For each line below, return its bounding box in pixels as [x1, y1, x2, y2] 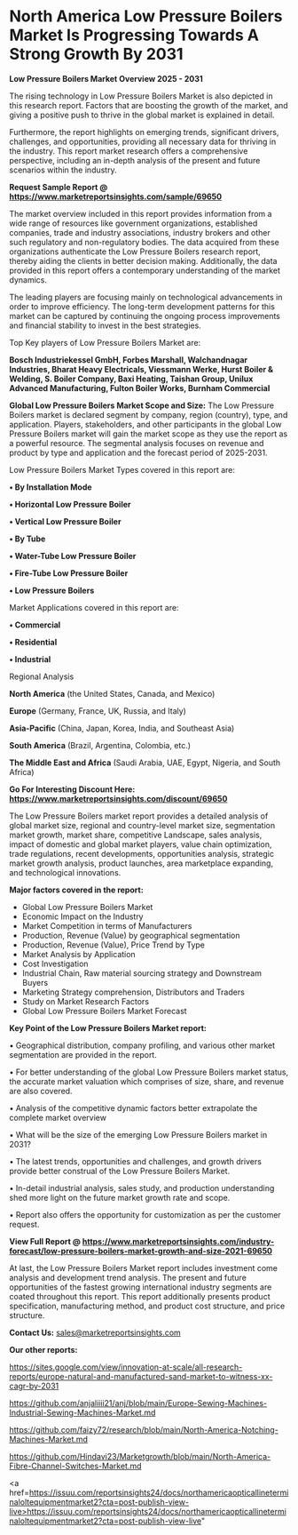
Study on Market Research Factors [21, 995, 149, 1006]
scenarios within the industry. [9, 164, 117, 175]
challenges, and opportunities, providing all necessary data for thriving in [9, 136, 277, 147]
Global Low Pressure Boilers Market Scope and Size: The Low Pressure [9, 400, 275, 411]
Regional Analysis [9, 671, 74, 682]
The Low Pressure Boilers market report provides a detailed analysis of [9, 811, 269, 821]
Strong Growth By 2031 [9, 44, 184, 64]
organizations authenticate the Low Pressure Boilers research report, [9, 246, 262, 257]
